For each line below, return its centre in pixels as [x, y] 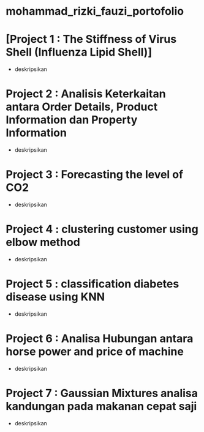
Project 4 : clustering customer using [102, 229]
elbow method [43, 242]
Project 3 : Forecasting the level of [95, 175]
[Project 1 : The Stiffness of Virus [91, 39]
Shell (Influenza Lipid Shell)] [79, 52]
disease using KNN [55, 297]
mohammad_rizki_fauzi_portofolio [95, 11]
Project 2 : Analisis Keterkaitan [86, 94]
